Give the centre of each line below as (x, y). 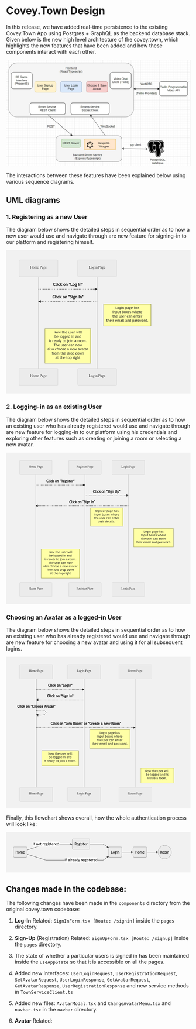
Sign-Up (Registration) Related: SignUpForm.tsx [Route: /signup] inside (102, 938)
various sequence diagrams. (40, 182)
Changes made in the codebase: (66, 889)
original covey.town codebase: (43, 909)
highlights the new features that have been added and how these (84, 46)
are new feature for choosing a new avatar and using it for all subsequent (94, 642)
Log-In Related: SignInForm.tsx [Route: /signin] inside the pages (94, 921)
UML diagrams (33, 200)
